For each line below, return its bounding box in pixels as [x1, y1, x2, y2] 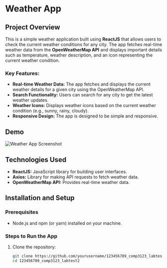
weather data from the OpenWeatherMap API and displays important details [5, 47, 163, 52]
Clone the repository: [12, 243, 56, 250]
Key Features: [5, 69, 40, 76]
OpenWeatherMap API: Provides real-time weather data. [12, 179, 130, 185]
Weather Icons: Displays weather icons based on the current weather [12, 102, 156, 108]
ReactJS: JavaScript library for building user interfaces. [12, 168, 127, 174]
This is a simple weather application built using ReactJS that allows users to [5, 36, 162, 42]
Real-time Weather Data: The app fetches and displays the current [12, 81, 151, 87]
